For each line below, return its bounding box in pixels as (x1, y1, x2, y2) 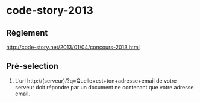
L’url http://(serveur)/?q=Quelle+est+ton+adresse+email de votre (14, 77, 177, 84)
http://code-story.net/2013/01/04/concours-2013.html (6, 43, 140, 51)
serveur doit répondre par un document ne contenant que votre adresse (14, 83, 194, 91)
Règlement (6, 28, 48, 38)
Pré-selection (6, 61, 59, 71)
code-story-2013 (6, 4, 93, 18)
